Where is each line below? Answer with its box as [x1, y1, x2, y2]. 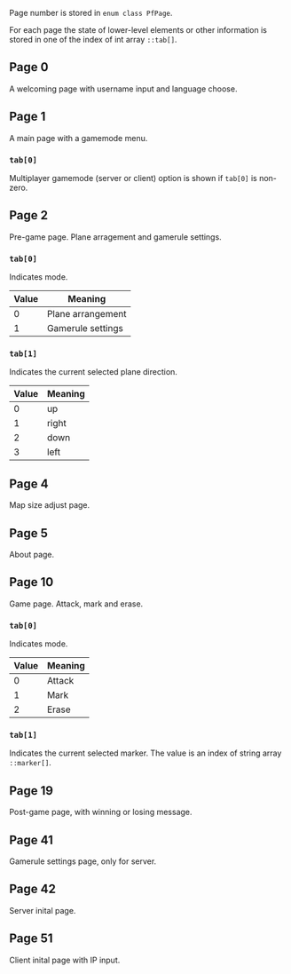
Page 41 [9, 832, 53, 847]
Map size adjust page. [9, 500, 90, 511]
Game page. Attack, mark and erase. [9, 598, 144, 609]
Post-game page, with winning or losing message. [9, 807, 193, 818]
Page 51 [9, 931, 53, 946]
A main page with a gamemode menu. [9, 132, 148, 143]
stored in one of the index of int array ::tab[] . [9, 35, 177, 44]
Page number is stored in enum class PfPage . [9, 8, 173, 18]
